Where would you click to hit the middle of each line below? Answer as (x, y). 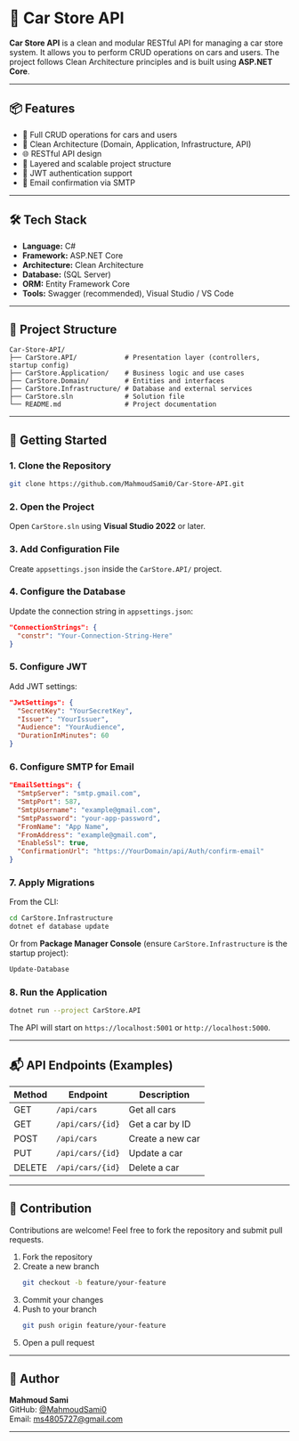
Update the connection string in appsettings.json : (101, 611)
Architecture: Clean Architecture (83, 265)
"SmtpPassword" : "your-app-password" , (89, 818)
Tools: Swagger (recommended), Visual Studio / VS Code (128, 293)
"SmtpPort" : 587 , (49, 802)
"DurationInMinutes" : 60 (63, 736)
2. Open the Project (52, 507)
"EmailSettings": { (45, 786)
